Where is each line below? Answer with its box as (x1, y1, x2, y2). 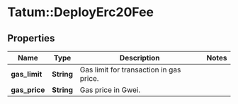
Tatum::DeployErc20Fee (7, 4, 154, 20)
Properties (7, 32, 55, 44)
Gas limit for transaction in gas (79, 65, 181, 74)
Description (119, 53, 161, 63)
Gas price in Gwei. (79, 85, 140, 95)
